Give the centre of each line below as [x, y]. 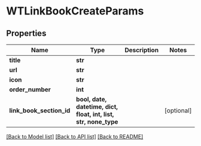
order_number [30, 90]
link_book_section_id [40, 111]
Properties [26, 33]
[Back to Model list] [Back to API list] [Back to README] [75, 137]
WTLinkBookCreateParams [75, 11]
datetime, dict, [97, 107]
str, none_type [97, 122]
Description [142, 50]
